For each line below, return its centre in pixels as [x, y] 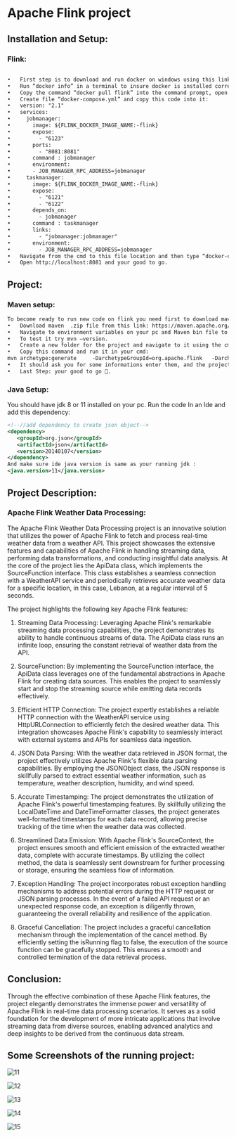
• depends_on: [38, 210]
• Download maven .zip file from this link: [78, 326]
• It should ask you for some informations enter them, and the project [119, 365]
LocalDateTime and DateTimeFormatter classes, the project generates [118, 811]
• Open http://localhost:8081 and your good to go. [88, 263]
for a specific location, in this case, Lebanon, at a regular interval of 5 [108, 588]
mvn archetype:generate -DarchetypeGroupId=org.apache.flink [105, 359]
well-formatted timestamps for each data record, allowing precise [112, 819]
